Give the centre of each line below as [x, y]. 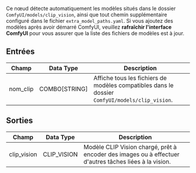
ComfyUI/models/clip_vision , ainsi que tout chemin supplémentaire [87, 15]
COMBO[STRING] [64, 89]
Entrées [20, 52]
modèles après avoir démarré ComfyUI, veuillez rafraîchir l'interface [89, 27]
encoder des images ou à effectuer [132, 154]
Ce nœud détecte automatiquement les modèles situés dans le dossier [91, 8]
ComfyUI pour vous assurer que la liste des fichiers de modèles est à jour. [95, 33]
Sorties [20, 121]
